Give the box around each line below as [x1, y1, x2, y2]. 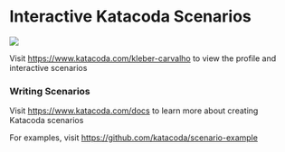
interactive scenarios [9, 62, 88, 73]
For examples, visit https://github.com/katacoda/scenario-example [9, 132, 258, 143]
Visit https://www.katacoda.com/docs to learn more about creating [9, 105, 259, 116]
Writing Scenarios [9, 85, 90, 97]
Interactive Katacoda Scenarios [9, 6, 252, 27]
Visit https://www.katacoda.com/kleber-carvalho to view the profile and [9, 52, 277, 64]
